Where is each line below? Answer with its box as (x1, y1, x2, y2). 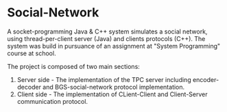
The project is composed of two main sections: (7, 62, 141, 70)
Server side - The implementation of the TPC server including (16, 75, 191, 83)
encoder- (192, 75, 219, 83)
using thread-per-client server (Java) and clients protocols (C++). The (7, 34, 206, 42)
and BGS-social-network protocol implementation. (42, 83, 185, 91)
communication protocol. (16, 97, 88, 105)
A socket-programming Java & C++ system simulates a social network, (7, 27, 208, 36)
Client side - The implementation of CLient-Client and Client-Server (16, 90, 208, 98)
